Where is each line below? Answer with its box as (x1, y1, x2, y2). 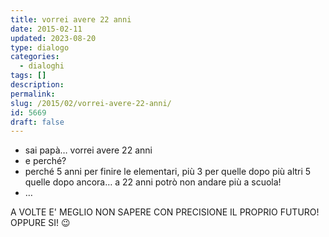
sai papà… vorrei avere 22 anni (24, 144, 153, 156)
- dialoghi (19, 61, 65, 71)
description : (10, 80, 65, 90)
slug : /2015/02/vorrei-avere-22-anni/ (10, 98, 172, 108)
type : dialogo (10, 42, 70, 53)
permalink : (10, 89, 56, 99)
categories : (10, 52, 60, 62)
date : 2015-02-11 (10, 24, 83, 34)
